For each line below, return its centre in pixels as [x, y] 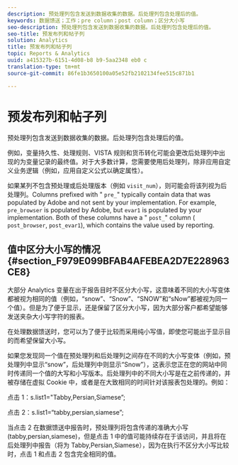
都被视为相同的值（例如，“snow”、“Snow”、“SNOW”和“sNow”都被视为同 [114, 299]
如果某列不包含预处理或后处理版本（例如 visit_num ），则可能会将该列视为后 [117, 186]
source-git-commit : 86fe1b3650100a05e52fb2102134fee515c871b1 [101, 73]
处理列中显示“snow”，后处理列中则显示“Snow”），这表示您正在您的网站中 [114, 365]
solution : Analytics [38, 40]
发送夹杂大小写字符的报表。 [48, 317]
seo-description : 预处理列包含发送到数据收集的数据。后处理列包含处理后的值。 [111, 27]
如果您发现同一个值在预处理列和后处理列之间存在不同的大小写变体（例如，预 [119, 356]
